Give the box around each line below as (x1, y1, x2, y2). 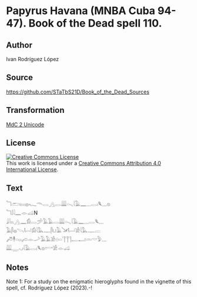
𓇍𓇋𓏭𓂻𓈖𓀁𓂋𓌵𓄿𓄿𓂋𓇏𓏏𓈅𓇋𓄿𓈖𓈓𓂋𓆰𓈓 (6, 218, 104, 225)
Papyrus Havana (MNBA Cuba (6, 4, 156, 18)
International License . (6, 166, 59, 173)
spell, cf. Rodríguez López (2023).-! (6, 284, 93, 292)
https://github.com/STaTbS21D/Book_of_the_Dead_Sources (6, 88, 150, 95)
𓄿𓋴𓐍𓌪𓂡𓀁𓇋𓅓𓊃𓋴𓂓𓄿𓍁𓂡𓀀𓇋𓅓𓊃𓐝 (6, 227, 101, 234)
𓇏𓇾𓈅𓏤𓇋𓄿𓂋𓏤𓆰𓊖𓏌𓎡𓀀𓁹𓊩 (6, 245, 71, 252)
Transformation (6, 105, 65, 115)
